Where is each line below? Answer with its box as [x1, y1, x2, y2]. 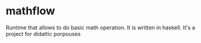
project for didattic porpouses [5, 30, 81, 37]
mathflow [5, 4, 56, 18]
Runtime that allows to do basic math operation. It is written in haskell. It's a [5, 24, 196, 31]
